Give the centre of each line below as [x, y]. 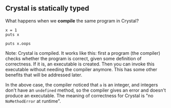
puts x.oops [18, 44]
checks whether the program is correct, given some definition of [74, 58]
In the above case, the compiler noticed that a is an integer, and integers [82, 84]
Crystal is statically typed [47, 8]
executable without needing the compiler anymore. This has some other [81, 69]
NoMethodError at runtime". [33, 101]
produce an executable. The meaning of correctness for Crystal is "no [79, 95]
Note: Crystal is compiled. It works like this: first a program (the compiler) [83, 53]
